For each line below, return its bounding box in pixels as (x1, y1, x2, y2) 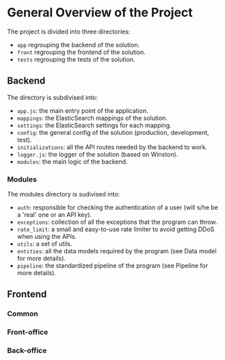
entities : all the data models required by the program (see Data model (16, 247, 217, 255)
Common (7, 309, 39, 319)
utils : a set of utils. (16, 240, 73, 248)
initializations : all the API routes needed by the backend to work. (16, 142, 208, 151)
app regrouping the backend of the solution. (16, 40, 140, 49)
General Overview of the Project (7, 5, 193, 21)
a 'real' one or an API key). (16, 211, 92, 219)
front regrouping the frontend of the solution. (16, 48, 146, 56)
